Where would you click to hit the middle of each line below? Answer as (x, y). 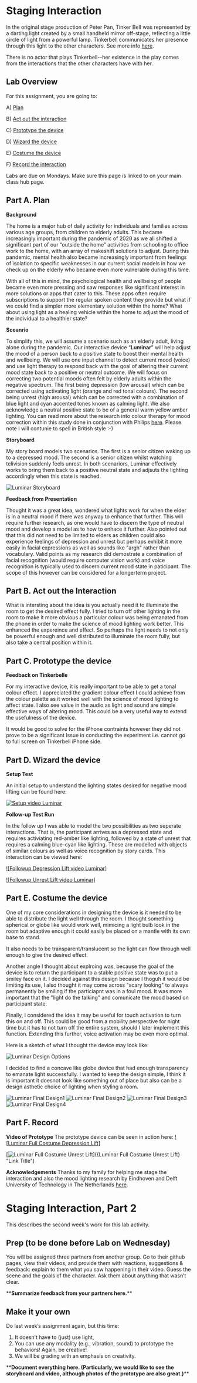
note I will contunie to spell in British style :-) (60, 428)
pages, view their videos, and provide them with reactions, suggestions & (95, 1263)
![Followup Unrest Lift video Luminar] (51, 880)
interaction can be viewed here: (44, 857)
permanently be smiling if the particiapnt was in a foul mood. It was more (94, 991)
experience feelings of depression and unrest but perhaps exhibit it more (94, 541)
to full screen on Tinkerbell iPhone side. (54, 741)
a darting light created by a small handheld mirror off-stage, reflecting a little (98, 33)
